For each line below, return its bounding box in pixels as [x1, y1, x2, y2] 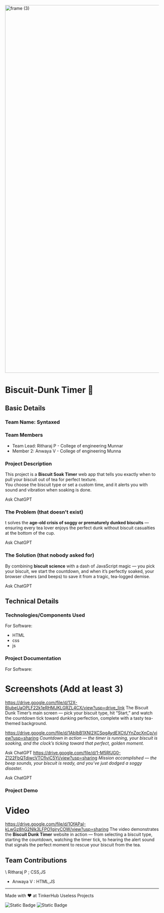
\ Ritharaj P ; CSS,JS [5, 869, 46, 875]
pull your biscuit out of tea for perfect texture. [5, 477, 97, 483]
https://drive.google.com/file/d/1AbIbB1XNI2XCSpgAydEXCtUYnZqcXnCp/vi [5, 729, 158, 736]
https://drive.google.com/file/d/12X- [5, 700, 78, 705]
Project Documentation [5, 655, 61, 662]
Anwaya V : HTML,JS [12, 879, 55, 885]
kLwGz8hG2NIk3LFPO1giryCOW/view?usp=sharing [5, 826, 109, 832]
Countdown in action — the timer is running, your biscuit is [40, 735, 158, 741]
